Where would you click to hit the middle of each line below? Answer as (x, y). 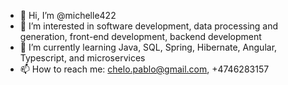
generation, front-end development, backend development (140, 36)
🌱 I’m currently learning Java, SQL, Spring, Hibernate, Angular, (148, 47)
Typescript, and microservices (82, 58)
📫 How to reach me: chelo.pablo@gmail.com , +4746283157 (144, 69)
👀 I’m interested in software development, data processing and (149, 26)
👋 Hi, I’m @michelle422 (68, 15)
